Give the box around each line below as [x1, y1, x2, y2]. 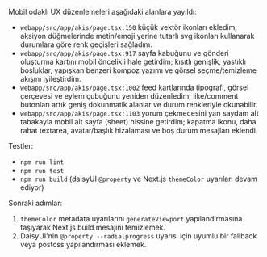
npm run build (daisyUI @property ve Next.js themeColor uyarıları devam [19, 174, 258, 183]
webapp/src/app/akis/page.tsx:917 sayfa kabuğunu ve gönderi [19, 48, 229, 57]
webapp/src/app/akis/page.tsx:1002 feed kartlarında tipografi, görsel [19, 82, 249, 92]
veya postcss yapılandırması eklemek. [19, 240, 147, 249]
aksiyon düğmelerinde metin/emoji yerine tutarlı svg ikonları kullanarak [19, 32, 255, 40]
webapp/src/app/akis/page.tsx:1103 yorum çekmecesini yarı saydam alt [19, 108, 260, 118]
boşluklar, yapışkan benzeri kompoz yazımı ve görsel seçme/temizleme [19, 65, 257, 75]
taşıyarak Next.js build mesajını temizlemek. [19, 222, 166, 232]
